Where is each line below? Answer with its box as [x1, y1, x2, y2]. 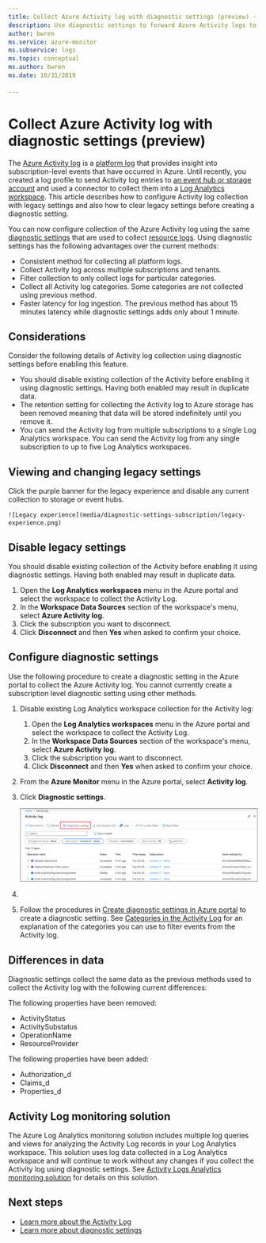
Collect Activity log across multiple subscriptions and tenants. [19, 264, 222, 274]
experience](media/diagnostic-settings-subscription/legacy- [40, 511, 246, 519]
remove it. [19, 417, 53, 426]
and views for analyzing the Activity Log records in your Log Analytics [8, 1139, 237, 1149]
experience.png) [8, 519, 62, 527]
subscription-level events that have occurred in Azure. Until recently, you [8, 167, 247, 176]
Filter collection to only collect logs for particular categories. [19, 273, 217, 283]
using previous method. [19, 290, 97, 299]
